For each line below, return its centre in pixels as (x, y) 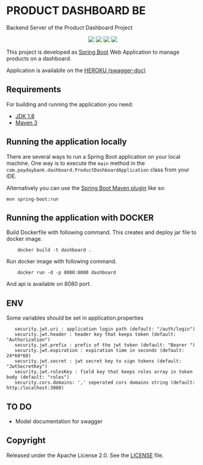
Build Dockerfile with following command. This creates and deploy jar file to (102, 232)
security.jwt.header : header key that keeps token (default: (95, 335)
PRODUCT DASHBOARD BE (76, 11)
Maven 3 (26, 122)
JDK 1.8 (25, 116)
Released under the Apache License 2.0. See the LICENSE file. (85, 455)
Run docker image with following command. (62, 262)
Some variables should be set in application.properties (75, 318)
